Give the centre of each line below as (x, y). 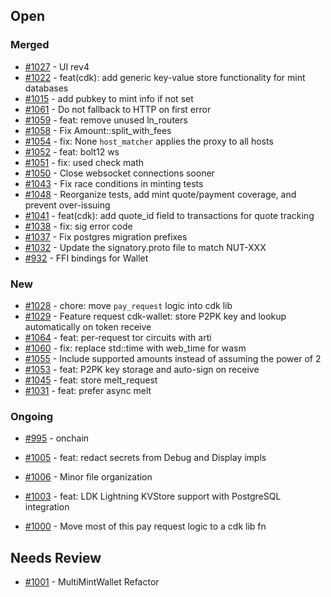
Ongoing (32, 416)
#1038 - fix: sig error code (78, 226)
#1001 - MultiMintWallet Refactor (92, 582)
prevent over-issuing (67, 205)
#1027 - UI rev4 (57, 66)
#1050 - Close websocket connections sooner (119, 173)
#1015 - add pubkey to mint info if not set (109, 98)
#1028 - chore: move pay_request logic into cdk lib (128, 305)
